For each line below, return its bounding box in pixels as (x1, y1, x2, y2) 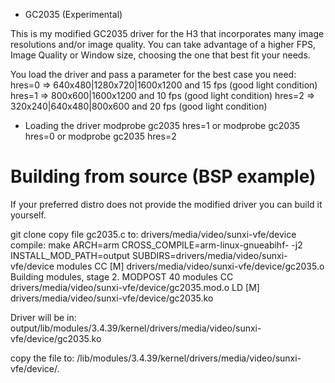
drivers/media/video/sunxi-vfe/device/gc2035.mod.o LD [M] (10, 281, 260, 293)
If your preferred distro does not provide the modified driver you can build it (10, 198, 323, 210)
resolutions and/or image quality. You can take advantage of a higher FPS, (10, 39, 317, 50)
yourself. (10, 209, 47, 221)
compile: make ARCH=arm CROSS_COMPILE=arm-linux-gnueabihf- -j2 (10, 239, 303, 251)
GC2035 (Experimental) (24, 9, 123, 20)
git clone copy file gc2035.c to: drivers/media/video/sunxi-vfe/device (10, 228, 297, 240)
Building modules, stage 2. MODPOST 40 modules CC (10, 270, 234, 283)
